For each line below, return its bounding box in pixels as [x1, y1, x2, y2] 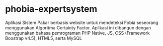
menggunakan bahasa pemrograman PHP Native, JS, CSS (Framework [5, 30, 150, 36]
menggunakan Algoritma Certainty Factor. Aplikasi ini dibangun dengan [5, 24, 152, 30]
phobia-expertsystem [5, 3, 97, 15]
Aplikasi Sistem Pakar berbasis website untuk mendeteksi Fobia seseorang [5, 20, 159, 25]
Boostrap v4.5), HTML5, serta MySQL [5, 35, 82, 41]
